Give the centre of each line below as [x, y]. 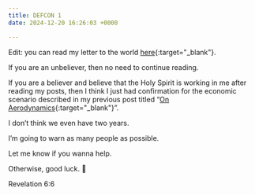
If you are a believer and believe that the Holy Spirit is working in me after [127, 83]
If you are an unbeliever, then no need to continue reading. [103, 67]
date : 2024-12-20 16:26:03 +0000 [63, 23]
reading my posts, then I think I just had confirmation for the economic [122, 90]
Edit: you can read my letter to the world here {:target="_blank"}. [112, 52]
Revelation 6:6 [32, 184]
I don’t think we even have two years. [69, 123]
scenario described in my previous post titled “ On [89, 99]
